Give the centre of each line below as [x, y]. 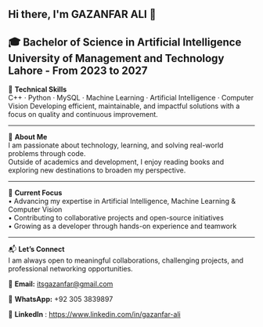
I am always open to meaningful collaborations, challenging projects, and [126, 260]
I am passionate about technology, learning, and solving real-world [116, 145]
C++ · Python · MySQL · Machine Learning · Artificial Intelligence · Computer [131, 98]
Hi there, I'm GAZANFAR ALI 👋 [82, 15]
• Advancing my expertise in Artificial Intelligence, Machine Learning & [122, 202]
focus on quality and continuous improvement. [83, 114]
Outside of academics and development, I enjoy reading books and [116, 162]
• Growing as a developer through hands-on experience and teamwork [122, 226]
